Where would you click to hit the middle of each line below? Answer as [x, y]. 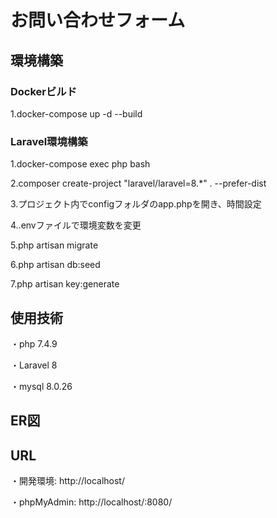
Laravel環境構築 [49, 141]
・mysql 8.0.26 [41, 386]
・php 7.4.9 [34, 343]
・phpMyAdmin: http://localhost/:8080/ [91, 502]
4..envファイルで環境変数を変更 [76, 225]
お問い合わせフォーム [98, 20]
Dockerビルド [44, 91]
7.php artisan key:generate [65, 284]
